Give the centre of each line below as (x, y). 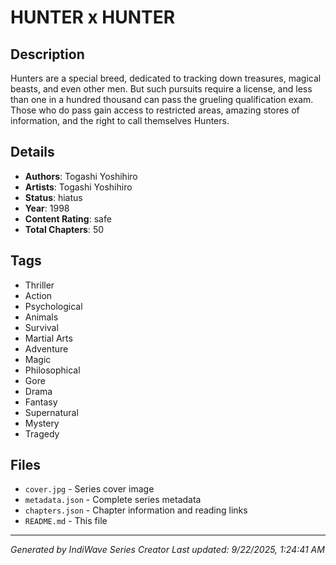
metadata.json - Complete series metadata (113, 500)
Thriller (39, 285)
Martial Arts (48, 338)
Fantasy (41, 402)
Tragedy (42, 433)
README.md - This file (66, 521)
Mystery (42, 423)
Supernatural (51, 412)
